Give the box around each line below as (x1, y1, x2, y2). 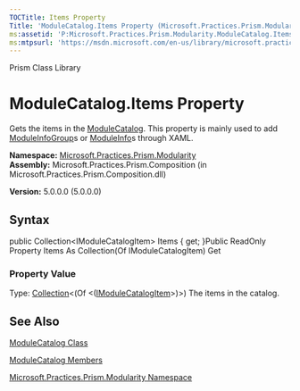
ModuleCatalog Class (9, 337, 88, 348)
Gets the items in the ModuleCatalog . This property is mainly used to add (9, 123, 279, 134)
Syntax (9, 212, 50, 228)
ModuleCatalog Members (9, 354, 103, 366)
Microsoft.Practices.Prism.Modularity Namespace (9, 372, 193, 383)
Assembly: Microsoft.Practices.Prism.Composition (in (9, 160, 207, 171)
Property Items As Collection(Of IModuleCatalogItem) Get (9, 245, 221, 255)
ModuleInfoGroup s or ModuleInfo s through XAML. (9, 133, 194, 144)
